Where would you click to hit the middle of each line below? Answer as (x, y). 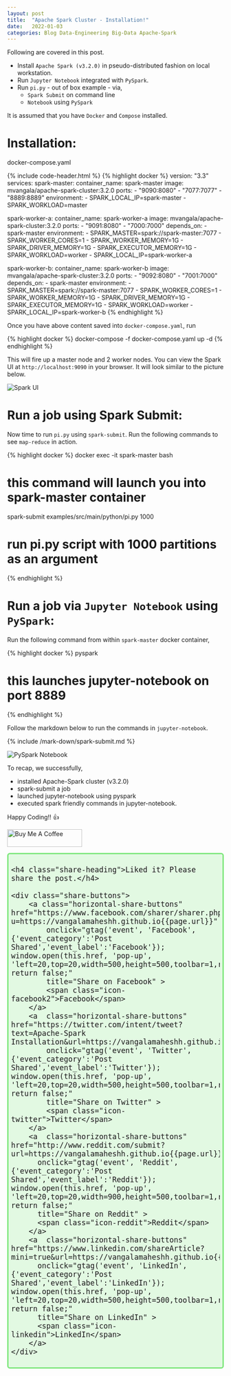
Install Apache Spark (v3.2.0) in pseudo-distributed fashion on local (113, 65)
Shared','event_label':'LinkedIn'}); (88, 1283)
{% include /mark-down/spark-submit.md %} (71, 741)
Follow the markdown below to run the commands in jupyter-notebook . (108, 728)
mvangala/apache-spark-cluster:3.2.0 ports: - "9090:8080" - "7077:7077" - (114, 191)
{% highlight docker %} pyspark (53, 653)
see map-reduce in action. (42, 442)
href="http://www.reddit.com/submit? (88, 1145)
